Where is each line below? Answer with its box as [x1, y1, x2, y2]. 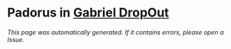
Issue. [7, 35, 24, 43]
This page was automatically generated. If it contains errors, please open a [7, 28, 224, 36]
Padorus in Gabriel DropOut [7, 5, 169, 21]
